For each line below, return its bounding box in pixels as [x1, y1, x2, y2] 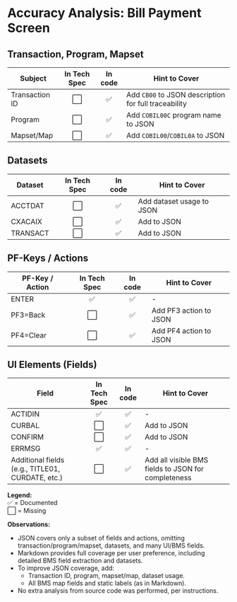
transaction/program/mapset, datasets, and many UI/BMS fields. [17, 541, 205, 550]
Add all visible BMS [144, 455, 209, 465]
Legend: [7, 491, 32, 499]
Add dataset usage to [138, 196, 209, 206]
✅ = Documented [7, 499, 58, 507]
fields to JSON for [144, 464, 205, 474]
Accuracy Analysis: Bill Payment [7, 5, 202, 21]
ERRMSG [11, 444, 41, 453]
